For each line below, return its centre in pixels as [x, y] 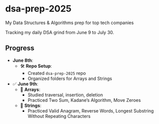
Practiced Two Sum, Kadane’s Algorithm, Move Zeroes [84, 100]
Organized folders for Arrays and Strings [70, 78]
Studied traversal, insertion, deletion [65, 95]
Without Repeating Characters [59, 116]
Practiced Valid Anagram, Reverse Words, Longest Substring [91, 110]
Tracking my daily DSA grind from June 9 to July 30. [60, 32]
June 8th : [23, 60]
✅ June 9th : [25, 84]
